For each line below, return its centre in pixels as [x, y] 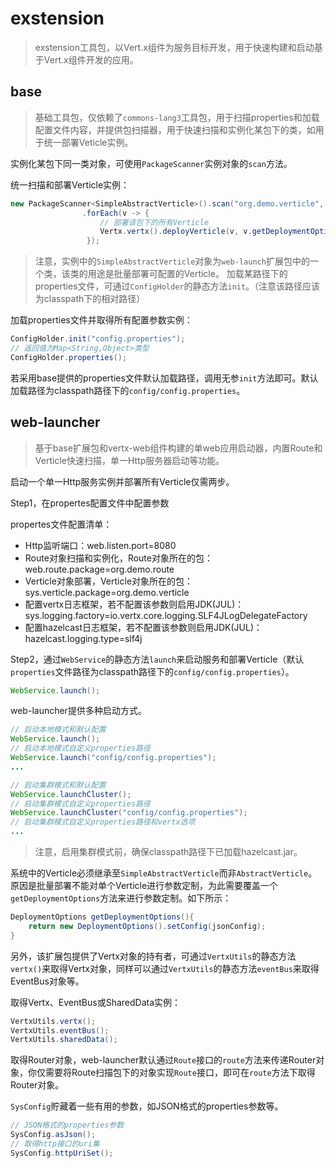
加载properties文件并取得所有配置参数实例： [101, 320]
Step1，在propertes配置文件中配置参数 [90, 503]
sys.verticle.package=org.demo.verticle [107, 592]
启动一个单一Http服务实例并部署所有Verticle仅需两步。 [122, 481]
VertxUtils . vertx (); [53, 1021]
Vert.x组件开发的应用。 [91, 59]
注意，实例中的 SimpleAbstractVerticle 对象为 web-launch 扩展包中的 [172, 261]
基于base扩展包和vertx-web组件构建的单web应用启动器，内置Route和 [178, 448]
